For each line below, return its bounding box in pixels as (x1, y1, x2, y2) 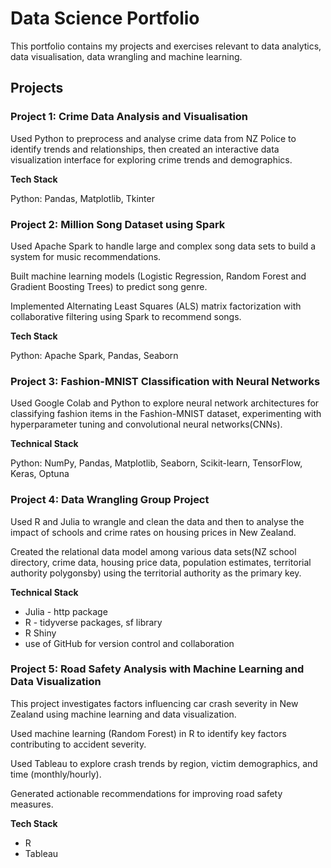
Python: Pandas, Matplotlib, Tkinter (10, 192, 155, 204)
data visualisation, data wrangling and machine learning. (10, 50, 243, 62)
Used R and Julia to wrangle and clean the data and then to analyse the (10, 515, 305, 527)
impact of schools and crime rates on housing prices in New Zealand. (10, 526, 297, 538)
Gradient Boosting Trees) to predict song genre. (10, 280, 208, 292)
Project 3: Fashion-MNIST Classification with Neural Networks (10, 374, 321, 388)
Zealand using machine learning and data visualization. (10, 708, 237, 720)
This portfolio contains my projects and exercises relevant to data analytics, (10, 40, 322, 52)
